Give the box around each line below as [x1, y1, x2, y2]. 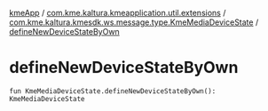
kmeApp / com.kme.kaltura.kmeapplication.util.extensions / [9, 8, 226, 18]
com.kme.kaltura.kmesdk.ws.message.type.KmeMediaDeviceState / [9, 17, 259, 28]
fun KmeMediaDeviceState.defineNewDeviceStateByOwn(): [9, 86, 217, 96]
